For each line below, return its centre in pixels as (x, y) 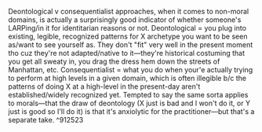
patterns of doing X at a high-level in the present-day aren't (104, 86)
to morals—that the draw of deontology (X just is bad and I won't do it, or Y (129, 103)
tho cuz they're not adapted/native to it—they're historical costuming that (127, 53)
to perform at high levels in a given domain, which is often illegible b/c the (127, 78)
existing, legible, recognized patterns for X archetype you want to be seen (128, 36)
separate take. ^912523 (46, 120)
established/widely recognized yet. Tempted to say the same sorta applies (128, 95)
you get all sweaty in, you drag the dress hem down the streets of (114, 61)
